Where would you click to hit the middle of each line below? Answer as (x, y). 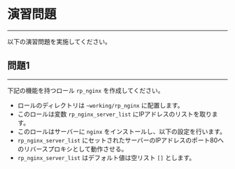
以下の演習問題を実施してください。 (59, 41)
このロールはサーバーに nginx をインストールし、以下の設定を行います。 (121, 131)
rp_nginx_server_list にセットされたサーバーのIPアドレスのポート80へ (120, 140)
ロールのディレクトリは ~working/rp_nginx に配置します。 (100, 105)
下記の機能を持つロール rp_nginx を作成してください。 (86, 90)
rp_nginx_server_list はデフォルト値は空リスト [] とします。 (106, 157)
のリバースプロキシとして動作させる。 (72, 149)
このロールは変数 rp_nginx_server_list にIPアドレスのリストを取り (114, 114)
